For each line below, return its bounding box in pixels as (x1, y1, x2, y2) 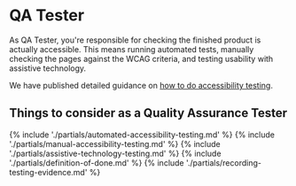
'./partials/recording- (185, 157, 261, 168)
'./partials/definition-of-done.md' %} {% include (9, 157, 184, 168)
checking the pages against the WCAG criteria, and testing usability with (9, 53, 274, 64)
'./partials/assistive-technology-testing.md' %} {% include (9, 148, 222, 159)
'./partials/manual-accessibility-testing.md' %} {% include (9, 138, 221, 149)
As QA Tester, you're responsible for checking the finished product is (9, 35, 261, 45)
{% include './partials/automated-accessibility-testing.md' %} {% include (9, 129, 275, 140)
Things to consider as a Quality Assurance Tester (9, 105, 288, 120)
